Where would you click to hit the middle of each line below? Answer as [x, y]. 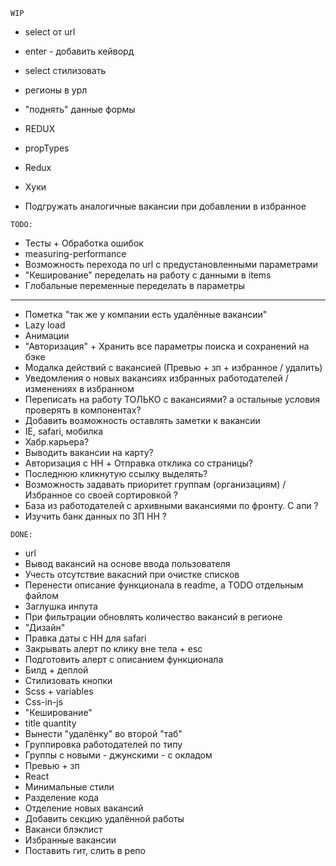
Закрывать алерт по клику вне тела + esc [113, 648]
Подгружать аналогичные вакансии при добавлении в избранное [165, 206]
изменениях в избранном [79, 388]
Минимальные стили [69, 787]
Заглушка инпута [61, 606]
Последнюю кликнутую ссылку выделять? [116, 473]
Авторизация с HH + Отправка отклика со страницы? [138, 463]
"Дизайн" [45, 627]
